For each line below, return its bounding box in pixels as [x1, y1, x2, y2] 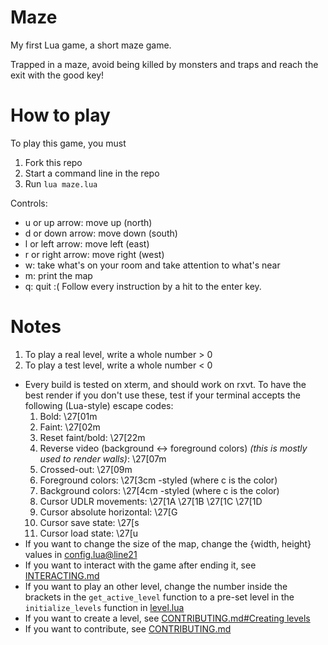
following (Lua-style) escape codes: [24, 399, 174, 411]
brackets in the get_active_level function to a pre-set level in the [24, 591, 295, 603]
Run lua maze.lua [24, 177, 98, 190]
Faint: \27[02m [39, 421, 101, 433]
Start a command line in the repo [24, 167, 160, 179]
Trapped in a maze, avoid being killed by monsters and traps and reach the [10, 58, 319, 70]
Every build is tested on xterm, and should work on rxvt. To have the [24, 378, 307, 390]
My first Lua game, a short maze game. [10, 39, 172, 51]
